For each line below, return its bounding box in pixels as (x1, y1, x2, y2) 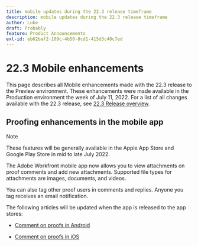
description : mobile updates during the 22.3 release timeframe (6, 14, 168, 20)
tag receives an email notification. (6, 192, 89, 199)
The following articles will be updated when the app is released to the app (6, 203, 186, 211)
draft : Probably (6, 25, 46, 31)
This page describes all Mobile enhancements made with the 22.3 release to (6, 81, 192, 88)
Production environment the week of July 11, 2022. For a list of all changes (6, 93, 187, 101)
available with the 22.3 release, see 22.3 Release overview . (6, 100, 150, 107)
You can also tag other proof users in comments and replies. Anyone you (6, 186, 184, 193)
